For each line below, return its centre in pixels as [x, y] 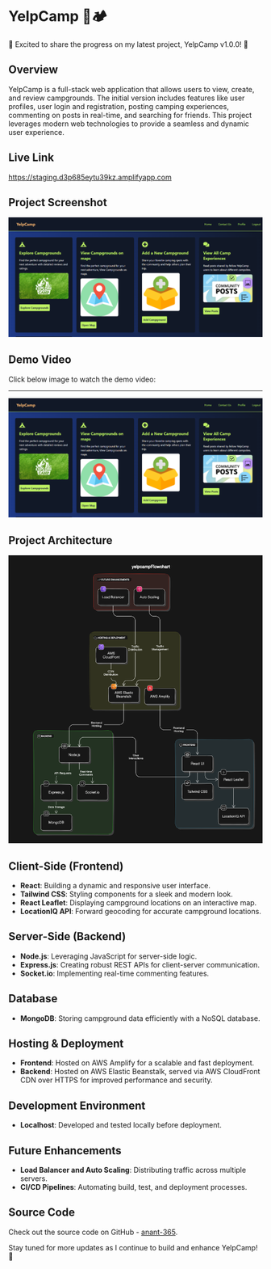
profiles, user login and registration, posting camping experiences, [119, 106]
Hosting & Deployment [66, 1044]
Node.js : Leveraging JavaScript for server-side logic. [108, 956]
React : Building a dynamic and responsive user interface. [115, 886]
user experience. [36, 132]
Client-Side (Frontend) [66, 866]
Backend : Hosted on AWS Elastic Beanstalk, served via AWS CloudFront [140, 1072]
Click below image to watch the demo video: [82, 379]
